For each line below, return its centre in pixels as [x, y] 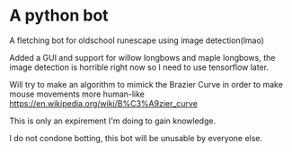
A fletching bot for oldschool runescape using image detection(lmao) [137, 40]
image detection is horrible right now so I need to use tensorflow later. [139, 67]
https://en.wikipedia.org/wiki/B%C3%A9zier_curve [103, 103]
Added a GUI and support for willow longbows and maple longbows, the [142, 57]
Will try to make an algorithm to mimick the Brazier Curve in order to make [146, 84]
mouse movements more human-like [77, 94]
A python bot [59, 16]
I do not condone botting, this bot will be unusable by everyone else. [136, 138]
